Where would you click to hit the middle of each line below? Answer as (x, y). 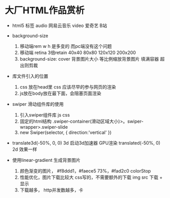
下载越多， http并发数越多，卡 (52, 190)
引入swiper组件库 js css (45, 115)
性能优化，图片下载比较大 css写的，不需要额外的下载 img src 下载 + (91, 177)
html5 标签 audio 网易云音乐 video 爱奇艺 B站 (60, 25)
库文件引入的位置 (30, 76)
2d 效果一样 (25, 149)
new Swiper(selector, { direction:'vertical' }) (66, 132)
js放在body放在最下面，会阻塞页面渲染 (60, 93)
